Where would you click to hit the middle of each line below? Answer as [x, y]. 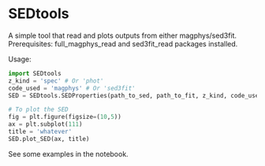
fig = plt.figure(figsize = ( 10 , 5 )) [65, 117]
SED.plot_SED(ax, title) [49, 138]
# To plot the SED [38, 110]
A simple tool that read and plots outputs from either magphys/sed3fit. [123, 35]
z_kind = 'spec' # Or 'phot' [56, 81]
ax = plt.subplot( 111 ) [45, 124]
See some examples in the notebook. [68, 153]
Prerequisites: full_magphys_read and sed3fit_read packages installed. [123, 43]
